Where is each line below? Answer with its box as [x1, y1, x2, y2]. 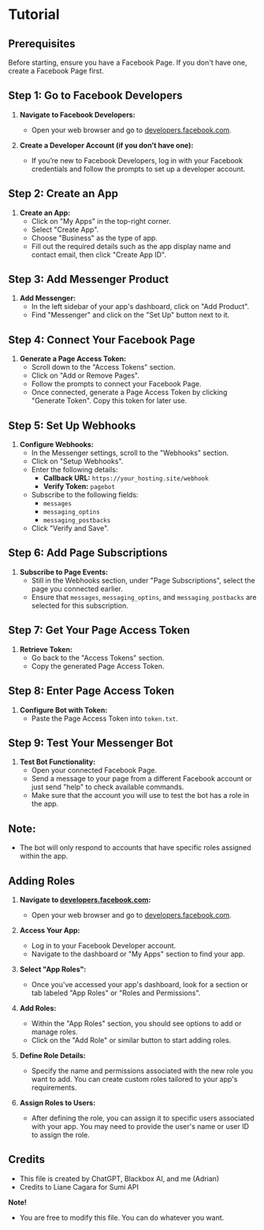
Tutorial [8, 6, 61, 24]
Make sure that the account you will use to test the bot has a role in [31, 791, 250, 800]
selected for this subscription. [31, 601, 128, 610]
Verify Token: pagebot [43, 482, 116, 491]
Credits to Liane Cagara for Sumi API [19, 1182, 139, 1191]
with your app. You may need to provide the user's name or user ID [31, 1121, 250, 1131]
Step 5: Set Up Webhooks [8, 419, 136, 432]
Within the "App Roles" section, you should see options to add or [31, 1019, 242, 1028]
